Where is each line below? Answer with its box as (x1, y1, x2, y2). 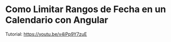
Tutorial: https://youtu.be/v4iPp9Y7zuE (5, 31, 87, 37)
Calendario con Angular (5, 14, 108, 26)
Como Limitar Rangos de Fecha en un (5, 4, 166, 15)
